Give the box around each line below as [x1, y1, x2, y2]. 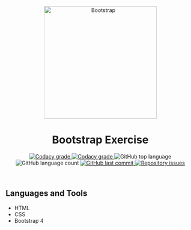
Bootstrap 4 [14, 217, 44, 224]
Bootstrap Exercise [52, 133, 149, 147]
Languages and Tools [5, 189, 88, 199]
